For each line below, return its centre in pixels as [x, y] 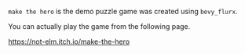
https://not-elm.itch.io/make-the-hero [69, 41]
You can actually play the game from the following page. [99, 26]
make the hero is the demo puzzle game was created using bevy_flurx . [123, 11]
